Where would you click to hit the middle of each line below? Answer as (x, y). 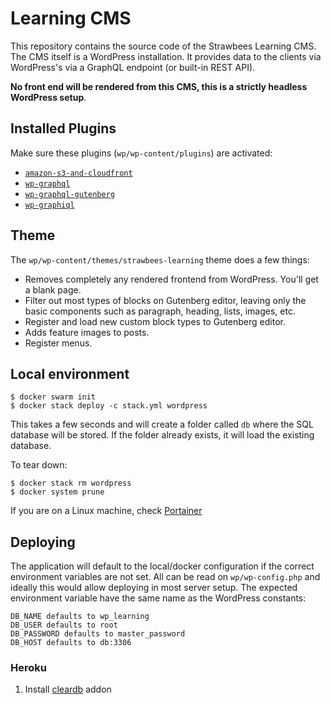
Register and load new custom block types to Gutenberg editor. (155, 321)
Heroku (28, 668)
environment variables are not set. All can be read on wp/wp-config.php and (165, 577)
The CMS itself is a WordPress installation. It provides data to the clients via (166, 56)
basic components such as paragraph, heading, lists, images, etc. (160, 311)
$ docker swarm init (53, 397)
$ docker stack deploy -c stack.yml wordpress (109, 406)
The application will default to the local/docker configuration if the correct (162, 566)
